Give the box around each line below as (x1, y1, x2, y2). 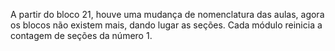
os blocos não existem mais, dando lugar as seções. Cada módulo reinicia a (10, 19, 323, 31)
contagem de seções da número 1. (10, 30, 153, 41)
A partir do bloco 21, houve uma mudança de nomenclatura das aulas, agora (10, 9, 325, 20)
